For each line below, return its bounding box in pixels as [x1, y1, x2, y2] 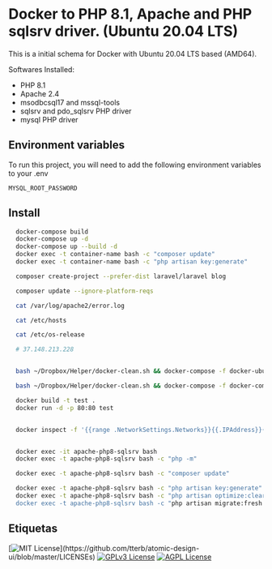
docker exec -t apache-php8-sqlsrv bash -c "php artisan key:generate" [15, 484, 263, 493]
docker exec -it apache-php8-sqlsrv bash [15, 447, 158, 456]
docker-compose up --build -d [15, 242, 117, 251]
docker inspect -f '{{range [15, 426, 111, 434]
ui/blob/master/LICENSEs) [8, 552, 96, 562]
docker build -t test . [15, 396, 96, 404]
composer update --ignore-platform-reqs [15, 287, 154, 295]
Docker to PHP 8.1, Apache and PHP [8, 5, 253, 24]
